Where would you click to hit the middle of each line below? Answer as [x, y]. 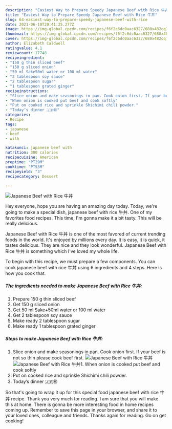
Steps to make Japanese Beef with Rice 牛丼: [54, 338]
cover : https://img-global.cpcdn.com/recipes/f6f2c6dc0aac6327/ [75, 39]
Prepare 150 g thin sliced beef [44, 299]
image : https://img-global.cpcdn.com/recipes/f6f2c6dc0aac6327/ [75, 29]
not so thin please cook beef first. [48, 358]
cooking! [15, 421]
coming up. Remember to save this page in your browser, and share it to [81, 410]
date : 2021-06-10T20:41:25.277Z [40, 24]
